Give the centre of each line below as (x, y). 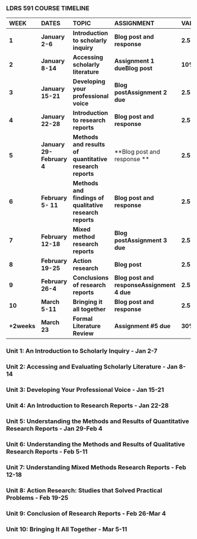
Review (83, 333)
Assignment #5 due (142, 326)
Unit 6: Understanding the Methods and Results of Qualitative (96, 444)
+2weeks (22, 326)
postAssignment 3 (140, 240)
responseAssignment (145, 285)
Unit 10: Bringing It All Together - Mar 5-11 (67, 529)
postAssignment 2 (140, 93)
